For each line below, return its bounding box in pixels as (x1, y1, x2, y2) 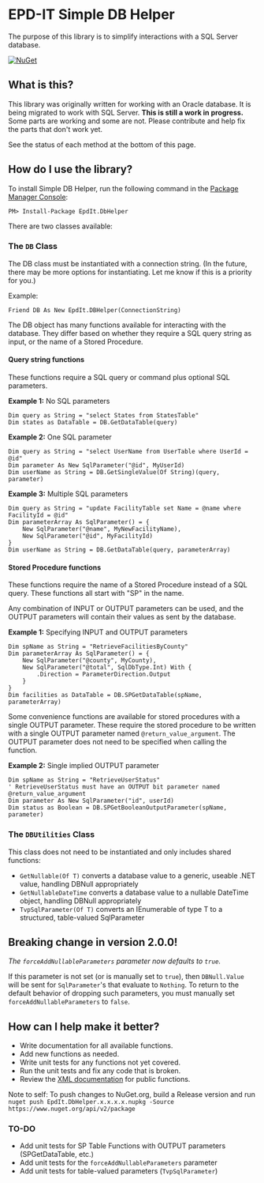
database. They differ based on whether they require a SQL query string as (8, 328, 252, 337)
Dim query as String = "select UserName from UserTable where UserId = (8, 448, 248, 456)
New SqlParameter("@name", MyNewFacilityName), (22, 526, 181, 533)
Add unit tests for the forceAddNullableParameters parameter (19, 1158, 218, 1167)
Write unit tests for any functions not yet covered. (19, 1057, 181, 1068)
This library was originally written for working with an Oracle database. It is (8, 99, 251, 108)
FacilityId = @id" (8, 511, 69, 519)
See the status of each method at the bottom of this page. (8, 140, 196, 149)
